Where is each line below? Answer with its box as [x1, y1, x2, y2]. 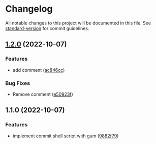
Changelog [5, 3, 53, 15]
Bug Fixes [5, 79, 30, 87]
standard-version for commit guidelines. [5, 25, 89, 31]
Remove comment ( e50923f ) [12, 91, 74, 97]
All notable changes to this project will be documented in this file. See [5, 20, 151, 26]
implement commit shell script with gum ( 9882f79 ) [12, 133, 119, 139]
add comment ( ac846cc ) [12, 67, 65, 73]
